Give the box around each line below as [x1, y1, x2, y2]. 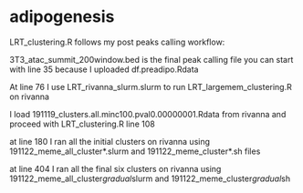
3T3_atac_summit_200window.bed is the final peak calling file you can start [9, 54, 294, 65]
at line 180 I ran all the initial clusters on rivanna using [9, 136, 211, 147]
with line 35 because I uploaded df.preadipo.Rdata [9, 64, 199, 75]
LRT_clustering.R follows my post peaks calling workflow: [9, 36, 225, 47]
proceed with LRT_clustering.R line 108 [9, 118, 155, 129]
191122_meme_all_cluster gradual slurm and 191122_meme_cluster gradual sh [9, 173, 290, 184]
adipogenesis [9, 6, 115, 27]
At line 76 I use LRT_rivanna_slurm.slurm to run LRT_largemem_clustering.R [9, 81, 292, 92]
